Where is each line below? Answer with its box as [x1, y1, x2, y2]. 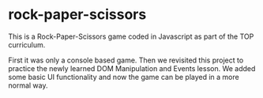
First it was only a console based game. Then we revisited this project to [8, 55, 244, 65]
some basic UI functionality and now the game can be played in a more [8, 72, 239, 81]
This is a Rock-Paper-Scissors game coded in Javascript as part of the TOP [8, 32, 254, 41]
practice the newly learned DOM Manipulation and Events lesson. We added [8, 63, 256, 73]
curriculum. [8, 40, 46, 49]
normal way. [8, 81, 49, 90]
